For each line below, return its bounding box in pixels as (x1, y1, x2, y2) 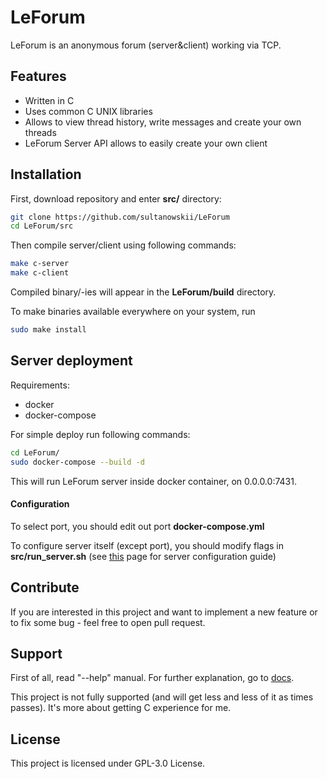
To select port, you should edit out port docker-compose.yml (10, 520, 265, 532)
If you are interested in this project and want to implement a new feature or (10, 606, 318, 618)
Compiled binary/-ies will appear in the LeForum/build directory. (10, 286, 277, 298)
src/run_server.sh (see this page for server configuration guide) (10, 550, 277, 562)
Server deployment (10, 352, 133, 370)
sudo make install (10, 325, 87, 335)
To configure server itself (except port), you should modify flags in (10, 539, 284, 551)
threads (24, 126, 57, 138)
